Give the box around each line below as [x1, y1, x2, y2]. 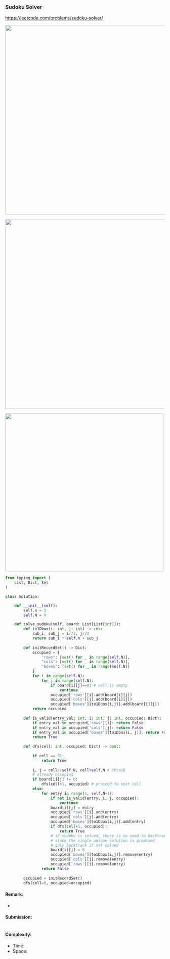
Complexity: [5, 932, 32, 938]
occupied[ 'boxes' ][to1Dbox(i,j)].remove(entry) [50, 852, 153, 857]
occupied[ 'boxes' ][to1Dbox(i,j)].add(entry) [50, 819, 146, 824]
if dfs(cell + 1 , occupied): [50, 824, 108, 829]
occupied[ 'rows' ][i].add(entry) [50, 810, 119, 815]
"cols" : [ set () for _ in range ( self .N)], [41, 659, 130, 665]
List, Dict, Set [14, 580, 49, 585]
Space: [12, 948, 28, 954]
